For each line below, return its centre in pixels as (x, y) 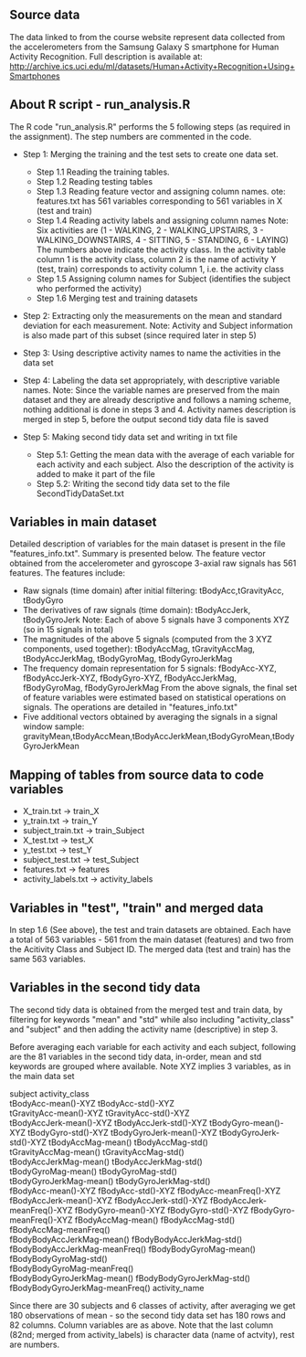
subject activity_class (49, 1093)
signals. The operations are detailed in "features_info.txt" (130, 707)
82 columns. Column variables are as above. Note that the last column (142, 1325)
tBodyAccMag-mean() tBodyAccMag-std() (128, 1142)
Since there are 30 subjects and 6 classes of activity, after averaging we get (153, 1305)
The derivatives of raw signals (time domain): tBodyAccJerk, (137, 610)
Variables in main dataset (83, 522)
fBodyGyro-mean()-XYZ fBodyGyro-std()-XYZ (162, 1210)
